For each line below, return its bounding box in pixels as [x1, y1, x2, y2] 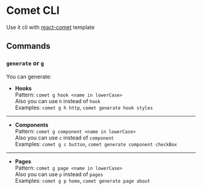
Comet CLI [6, 4, 60, 17]
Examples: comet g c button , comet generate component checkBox [14, 140, 177, 148]
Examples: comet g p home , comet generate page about [14, 177, 150, 184]
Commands [6, 41, 51, 51]
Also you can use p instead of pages [14, 170, 103, 178]
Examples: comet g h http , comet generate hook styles [14, 104, 153, 111]
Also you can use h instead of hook [14, 97, 101, 104]
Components [14, 121, 49, 128]
